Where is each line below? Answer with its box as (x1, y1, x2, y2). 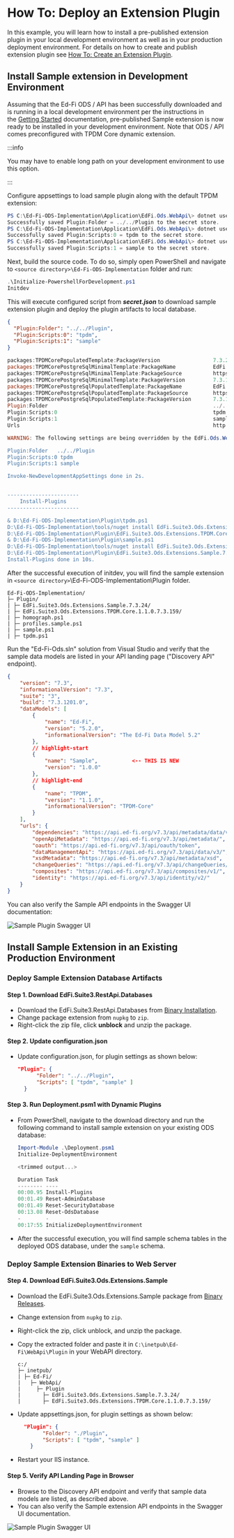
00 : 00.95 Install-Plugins (17, 1189, 93, 1196)
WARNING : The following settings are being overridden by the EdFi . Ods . (7, 435, 223, 442)
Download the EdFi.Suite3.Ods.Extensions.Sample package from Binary (17, 1291, 223, 1300)
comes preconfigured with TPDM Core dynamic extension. (7, 129, 176, 138)
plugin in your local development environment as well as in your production (7, 35, 223, 43)
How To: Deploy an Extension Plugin (7, 5, 221, 21)
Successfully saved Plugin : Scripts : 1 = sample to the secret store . (7, 245, 210, 252)
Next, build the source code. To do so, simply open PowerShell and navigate (7, 257, 226, 266)
